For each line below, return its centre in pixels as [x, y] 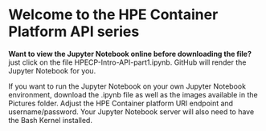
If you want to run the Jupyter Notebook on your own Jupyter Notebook [127, 86]
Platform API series [74, 32]
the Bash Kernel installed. [50, 120]
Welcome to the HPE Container [113, 15]
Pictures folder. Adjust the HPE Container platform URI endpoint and [121, 103]
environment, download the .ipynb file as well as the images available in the [133, 94]
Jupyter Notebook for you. [52, 70]
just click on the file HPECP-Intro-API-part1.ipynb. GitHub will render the [127, 62]
